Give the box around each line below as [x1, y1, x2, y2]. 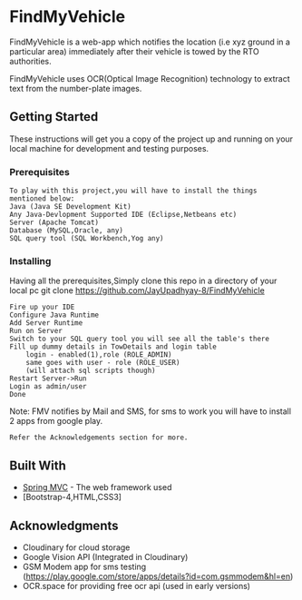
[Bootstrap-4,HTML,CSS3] [22, 492, 122, 503]
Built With [9, 457, 66, 473]
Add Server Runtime [9, 319, 83, 328]
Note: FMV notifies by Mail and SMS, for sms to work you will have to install [9, 406, 292, 417]
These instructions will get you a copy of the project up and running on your [9, 133, 293, 144]
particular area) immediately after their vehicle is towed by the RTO [9, 45, 260, 56]
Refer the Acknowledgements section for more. [9, 433, 189, 442]
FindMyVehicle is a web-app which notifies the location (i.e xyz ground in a [9, 36, 290, 47]
